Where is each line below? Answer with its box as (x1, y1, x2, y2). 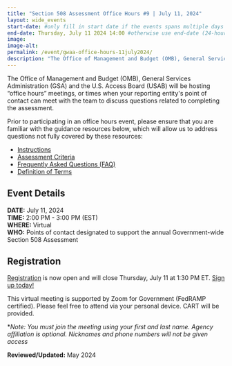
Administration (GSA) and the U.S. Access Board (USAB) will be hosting (7, 81, 211, 90)
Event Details (7, 188, 66, 200)
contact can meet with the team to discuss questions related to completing (7, 96, 220, 105)
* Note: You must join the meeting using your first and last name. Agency (7, 323, 214, 331)
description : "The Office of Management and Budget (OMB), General (7, 55, 206, 62)
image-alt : (7, 42, 39, 49)
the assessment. (7, 103, 54, 112)
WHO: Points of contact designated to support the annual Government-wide (7, 228, 224, 236)
